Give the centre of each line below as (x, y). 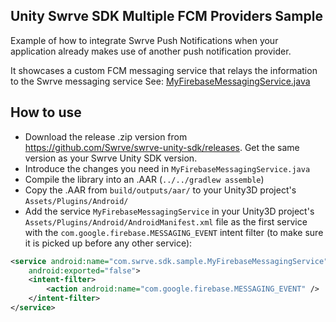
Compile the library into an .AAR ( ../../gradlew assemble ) (144, 179)
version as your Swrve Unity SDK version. (111, 158)
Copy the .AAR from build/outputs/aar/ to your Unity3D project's (160, 190)
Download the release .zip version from (106, 136)
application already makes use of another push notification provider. (151, 51)
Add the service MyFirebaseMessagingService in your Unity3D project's (169, 211)
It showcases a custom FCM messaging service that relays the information (164, 70)
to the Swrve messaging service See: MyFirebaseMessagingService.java (160, 81)
